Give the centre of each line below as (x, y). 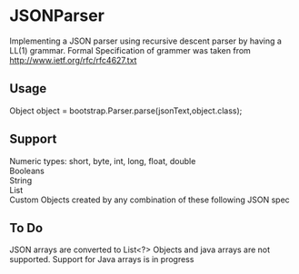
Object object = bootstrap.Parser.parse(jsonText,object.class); (126, 111)
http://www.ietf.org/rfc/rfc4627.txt (73, 60)
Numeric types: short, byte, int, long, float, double (103, 161)
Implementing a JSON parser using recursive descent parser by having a (145, 41)
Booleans (27, 171)
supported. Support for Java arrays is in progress (102, 259)
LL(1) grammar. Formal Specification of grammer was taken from (130, 50)
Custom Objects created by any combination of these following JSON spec (150, 200)
